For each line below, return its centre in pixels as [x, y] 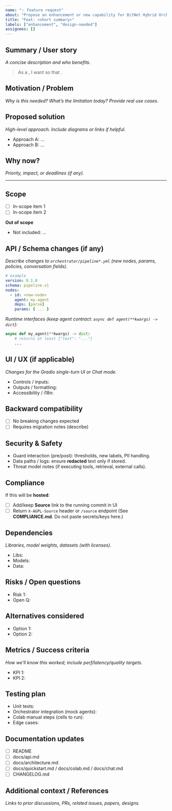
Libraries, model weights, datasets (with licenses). [58, 545]
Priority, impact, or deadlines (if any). [45, 173]
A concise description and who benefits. [48, 62]
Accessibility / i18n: [33, 393]
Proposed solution [35, 117]
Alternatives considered [45, 616]
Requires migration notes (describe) [50, 427]
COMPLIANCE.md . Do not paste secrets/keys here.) [68, 517]
